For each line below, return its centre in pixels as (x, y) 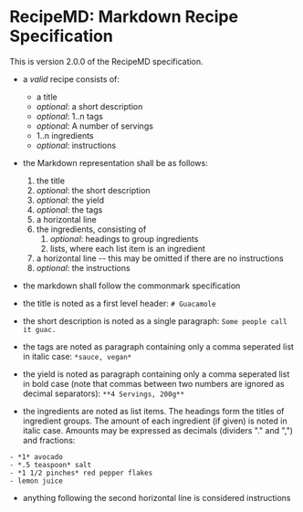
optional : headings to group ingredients (124, 238)
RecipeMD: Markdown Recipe (124, 17)
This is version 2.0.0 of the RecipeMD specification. (106, 61)
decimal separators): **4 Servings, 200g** (104, 393)
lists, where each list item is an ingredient (127, 248)
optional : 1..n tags (69, 116)
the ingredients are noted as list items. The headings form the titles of (153, 411)
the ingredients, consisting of (91, 229)
